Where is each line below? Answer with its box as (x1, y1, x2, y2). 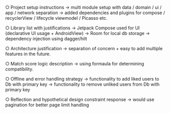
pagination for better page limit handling (5, 102, 89, 108)
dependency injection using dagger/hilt (5, 35, 87, 42)
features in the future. (5, 51, 51, 57)
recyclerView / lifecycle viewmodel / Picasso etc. (5, 15, 108, 21)
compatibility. (5, 66, 34, 72)
